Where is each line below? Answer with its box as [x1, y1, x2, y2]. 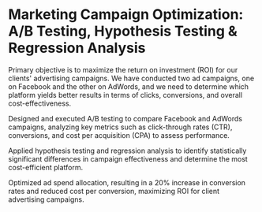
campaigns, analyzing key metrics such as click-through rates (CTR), [8, 122, 233, 132]
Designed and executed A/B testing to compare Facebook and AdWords [8, 113, 243, 123]
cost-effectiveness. [8, 99, 72, 108]
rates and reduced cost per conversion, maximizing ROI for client [8, 186, 219, 195]
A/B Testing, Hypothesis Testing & [8, 22, 238, 40]
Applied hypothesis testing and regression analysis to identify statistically [8, 146, 247, 155]
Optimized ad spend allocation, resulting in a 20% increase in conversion [8, 177, 246, 187]
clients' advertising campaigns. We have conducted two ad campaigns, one [8, 73, 255, 83]
